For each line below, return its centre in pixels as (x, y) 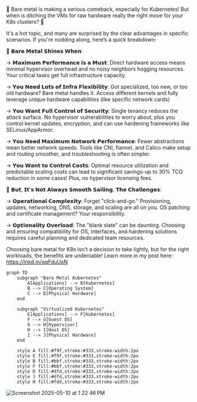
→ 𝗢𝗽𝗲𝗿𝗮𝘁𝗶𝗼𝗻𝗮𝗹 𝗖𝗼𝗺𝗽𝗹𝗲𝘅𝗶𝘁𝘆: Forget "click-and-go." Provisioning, (89, 201)
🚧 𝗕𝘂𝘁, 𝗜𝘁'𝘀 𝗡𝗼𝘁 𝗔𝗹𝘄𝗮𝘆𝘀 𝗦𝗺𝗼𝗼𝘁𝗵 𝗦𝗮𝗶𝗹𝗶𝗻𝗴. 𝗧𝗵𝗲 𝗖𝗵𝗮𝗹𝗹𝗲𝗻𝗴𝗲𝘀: (84, 189)
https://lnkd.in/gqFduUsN (37, 262)
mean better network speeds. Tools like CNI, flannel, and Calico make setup (98, 148)
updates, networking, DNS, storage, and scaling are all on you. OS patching (98, 207)
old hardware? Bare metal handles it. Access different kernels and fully (92, 93)
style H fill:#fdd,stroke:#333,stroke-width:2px (78, 382)
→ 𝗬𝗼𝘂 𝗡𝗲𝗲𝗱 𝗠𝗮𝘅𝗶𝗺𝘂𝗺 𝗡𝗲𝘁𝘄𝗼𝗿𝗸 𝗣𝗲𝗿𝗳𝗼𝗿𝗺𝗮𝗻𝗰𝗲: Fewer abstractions (95, 141)
